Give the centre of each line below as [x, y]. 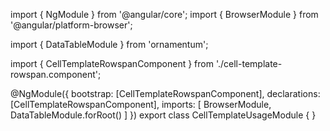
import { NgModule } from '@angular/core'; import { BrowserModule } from [164, 14]
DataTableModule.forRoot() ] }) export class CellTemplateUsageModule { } [163, 115]
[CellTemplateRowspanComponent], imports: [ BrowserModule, [141, 104]
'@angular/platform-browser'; [71, 25]
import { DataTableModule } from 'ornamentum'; [109, 44]
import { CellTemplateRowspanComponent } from [112, 63]
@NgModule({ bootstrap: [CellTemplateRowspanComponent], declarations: [165, 93]
